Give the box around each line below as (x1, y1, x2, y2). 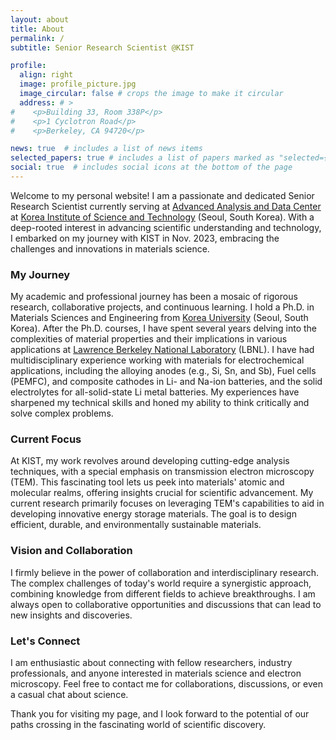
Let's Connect (10, 634, 81, 648)
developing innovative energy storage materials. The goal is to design (10, 508, 297, 520)
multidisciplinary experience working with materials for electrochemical (10, 354, 305, 366)
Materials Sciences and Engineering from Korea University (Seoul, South (10, 312, 309, 324)
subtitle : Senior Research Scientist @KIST (10, 42, 195, 53)
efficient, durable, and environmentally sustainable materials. (10, 519, 262, 531)
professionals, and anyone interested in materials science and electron (10, 667, 302, 680)
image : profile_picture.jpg (19, 79, 137, 90)
